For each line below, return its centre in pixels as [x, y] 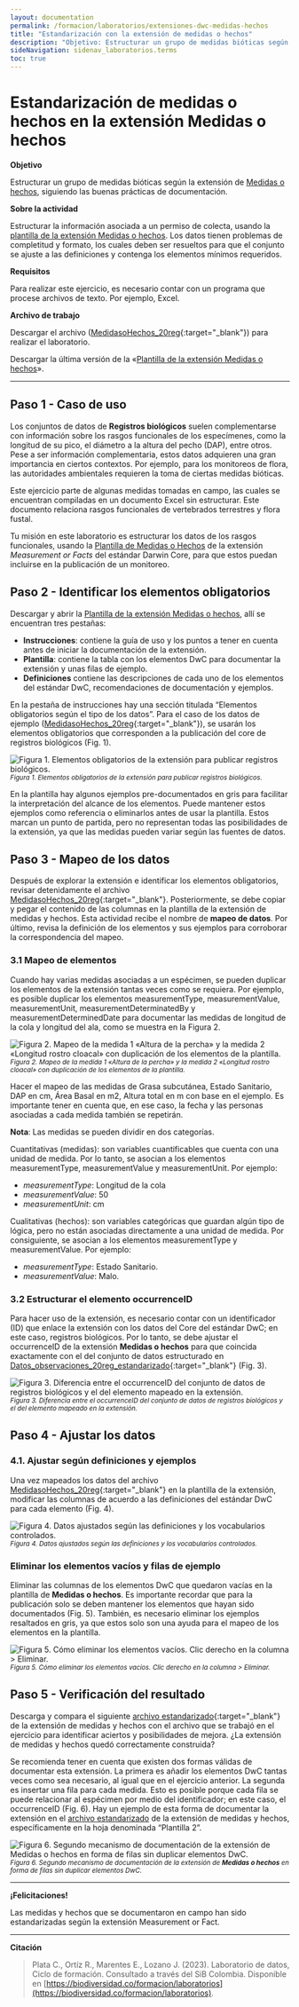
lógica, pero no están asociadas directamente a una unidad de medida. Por [147, 1230]
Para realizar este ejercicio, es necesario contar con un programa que [138, 288]
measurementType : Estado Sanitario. [90, 1267]
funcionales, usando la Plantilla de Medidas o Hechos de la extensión [137, 545]
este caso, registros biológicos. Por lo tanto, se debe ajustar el [124, 1337]
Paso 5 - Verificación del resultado [108, 1695]
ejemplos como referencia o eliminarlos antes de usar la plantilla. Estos [140, 812]
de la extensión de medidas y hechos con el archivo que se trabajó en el [142, 1725]
